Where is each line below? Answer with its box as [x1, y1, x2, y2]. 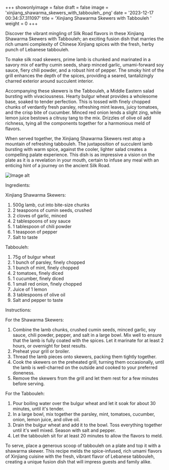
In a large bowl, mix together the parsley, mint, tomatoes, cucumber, [12, 411, 155, 417]
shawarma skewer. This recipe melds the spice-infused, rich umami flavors [5, 448, 162, 454]
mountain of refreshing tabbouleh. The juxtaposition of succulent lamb [5, 141, 153, 147]
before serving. [12, 381, 45, 387]
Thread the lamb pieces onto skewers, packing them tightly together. [12, 354, 157, 360]
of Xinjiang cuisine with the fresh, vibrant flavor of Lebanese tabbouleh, [5, 453, 155, 459]
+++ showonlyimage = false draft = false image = [5, 5, 109, 10]
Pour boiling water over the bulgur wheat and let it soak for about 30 [12, 400, 156, 406]
